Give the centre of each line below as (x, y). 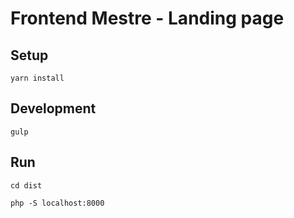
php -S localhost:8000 (57, 203)
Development (53, 108)
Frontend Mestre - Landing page (147, 18)
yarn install (37, 78)
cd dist (26, 185)
